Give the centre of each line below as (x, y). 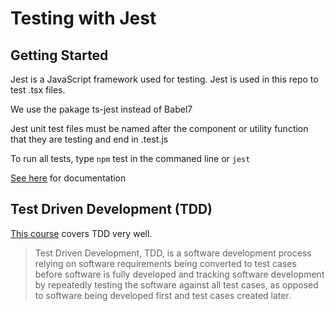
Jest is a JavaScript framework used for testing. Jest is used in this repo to (164, 79)
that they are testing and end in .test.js (89, 139)
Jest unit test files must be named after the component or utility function (159, 128)
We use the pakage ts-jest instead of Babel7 (101, 109)
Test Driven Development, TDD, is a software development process (173, 253)
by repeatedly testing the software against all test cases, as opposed (176, 284)
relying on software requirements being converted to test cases (165, 263)
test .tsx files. (38, 90)
